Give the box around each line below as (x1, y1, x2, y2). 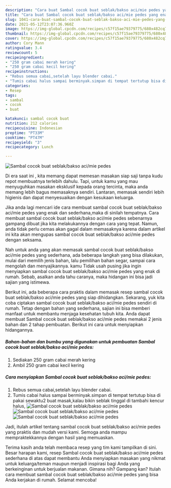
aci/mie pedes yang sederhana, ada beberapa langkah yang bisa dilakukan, (5, 252, 164, 258)
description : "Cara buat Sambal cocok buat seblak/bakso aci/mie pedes (5, 7, 160, 13)
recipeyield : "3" (5, 140, 42, 145)
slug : (5, 17, 17, 22)
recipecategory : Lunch (5, 145, 53, 150)
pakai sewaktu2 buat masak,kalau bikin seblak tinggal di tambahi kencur (12, 398, 164, 404)
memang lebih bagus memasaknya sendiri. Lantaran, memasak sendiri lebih (5, 189, 164, 195)
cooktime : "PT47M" (5, 135, 44, 140)
